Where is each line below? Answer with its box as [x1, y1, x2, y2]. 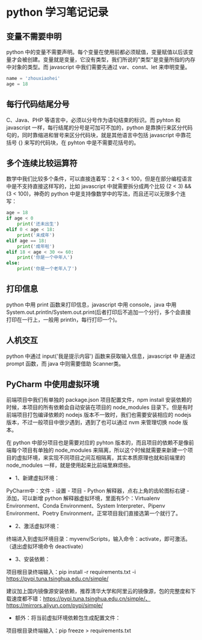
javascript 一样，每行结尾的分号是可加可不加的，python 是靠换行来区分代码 [6, 124, 193, 131]
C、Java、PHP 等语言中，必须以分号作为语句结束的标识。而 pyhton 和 [6, 116, 181, 123]
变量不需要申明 [6, 31, 62, 42]
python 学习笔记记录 [6, 5, 109, 19]
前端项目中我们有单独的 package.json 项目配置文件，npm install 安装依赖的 [6, 396, 192, 404]
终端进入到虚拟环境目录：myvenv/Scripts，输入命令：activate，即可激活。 [6, 535, 191, 543]
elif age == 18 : [6, 238, 47, 244]
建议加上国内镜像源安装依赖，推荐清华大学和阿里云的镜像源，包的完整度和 [6, 588, 191, 595]
